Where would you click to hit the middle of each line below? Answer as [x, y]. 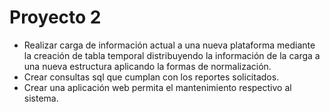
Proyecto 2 [55, 17]
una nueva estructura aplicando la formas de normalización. [147, 66]
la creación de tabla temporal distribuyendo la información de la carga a [172, 55]
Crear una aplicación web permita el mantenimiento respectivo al [157, 87]
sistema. [41, 98]
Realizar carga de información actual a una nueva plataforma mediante [169, 45]
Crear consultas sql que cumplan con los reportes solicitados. [151, 77]
